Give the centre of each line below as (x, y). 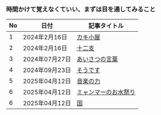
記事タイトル (106, 26)
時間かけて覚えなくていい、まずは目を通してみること (81, 9)
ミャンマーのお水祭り (106, 92)
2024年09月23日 (47, 70)
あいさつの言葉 (97, 59)
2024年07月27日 (47, 59)
